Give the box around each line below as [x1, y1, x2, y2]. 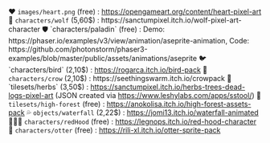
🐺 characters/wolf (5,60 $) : [8, 15, 100, 25]
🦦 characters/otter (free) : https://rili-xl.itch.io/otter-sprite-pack [8, 125, 221, 135]
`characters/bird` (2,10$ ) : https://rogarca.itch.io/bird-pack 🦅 [8, 65, 207, 75]
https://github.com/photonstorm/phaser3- [8, 44, 148, 54]
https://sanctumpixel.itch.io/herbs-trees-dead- [90, 82, 246, 92]
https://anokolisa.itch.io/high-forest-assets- [106, 100, 252, 108]
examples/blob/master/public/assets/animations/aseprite [8, 54, 198, 63]
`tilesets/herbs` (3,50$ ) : [8, 82, 89, 92]
